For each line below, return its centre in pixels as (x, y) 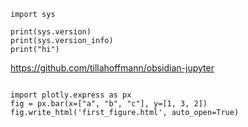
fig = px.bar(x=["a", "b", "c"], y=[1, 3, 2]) (109, 104)
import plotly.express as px (71, 95)
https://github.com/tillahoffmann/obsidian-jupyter (112, 68)
